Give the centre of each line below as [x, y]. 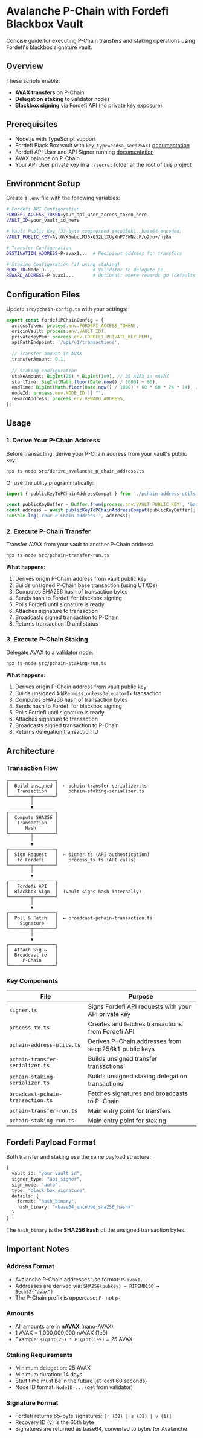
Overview [25, 66]
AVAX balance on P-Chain [47, 158]
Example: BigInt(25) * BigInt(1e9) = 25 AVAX [74, 1339]
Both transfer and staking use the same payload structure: [79, 1157]
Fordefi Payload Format [51, 1142]
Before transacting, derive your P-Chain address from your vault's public [97, 453]
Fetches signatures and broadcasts [138, 1093]
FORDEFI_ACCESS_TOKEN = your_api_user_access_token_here [77, 215]
